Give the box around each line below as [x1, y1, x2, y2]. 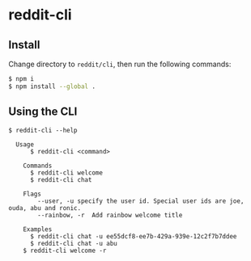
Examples [23, 225, 53, 234]
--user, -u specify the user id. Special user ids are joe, [37, 196, 245, 205]
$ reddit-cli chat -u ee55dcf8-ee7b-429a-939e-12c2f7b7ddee [29, 232, 237, 240]
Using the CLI [8, 105, 78, 119]
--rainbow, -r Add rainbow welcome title [37, 211, 183, 219]
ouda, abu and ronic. [8, 204, 82, 212]
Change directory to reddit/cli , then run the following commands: [8, 59, 232, 69]
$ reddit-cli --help [8, 126, 79, 134]
